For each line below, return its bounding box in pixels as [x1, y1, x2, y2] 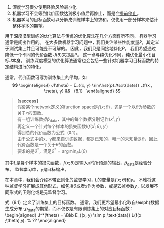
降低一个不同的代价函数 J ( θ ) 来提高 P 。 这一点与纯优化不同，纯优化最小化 [5, 52, 152, 57]
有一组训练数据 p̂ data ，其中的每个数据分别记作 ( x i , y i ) [17, 115, 121, 123]
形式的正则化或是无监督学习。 [9, 189, 70, 195]
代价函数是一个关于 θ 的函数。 [17, 142, 76, 148]
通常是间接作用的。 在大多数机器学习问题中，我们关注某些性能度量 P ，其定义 [5, 39, 159, 45]
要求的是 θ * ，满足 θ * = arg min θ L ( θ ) [17, 147, 87, 155]
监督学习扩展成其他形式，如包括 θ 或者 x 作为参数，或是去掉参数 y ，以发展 [9, 183, 154, 189]
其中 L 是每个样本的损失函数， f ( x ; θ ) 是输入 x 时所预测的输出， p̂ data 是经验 [5, 159, 148, 167]
